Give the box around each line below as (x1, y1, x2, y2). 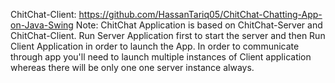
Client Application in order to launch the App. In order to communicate (10, 40, 300, 52)
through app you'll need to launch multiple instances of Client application (10, 51, 312, 63)
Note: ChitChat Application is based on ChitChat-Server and (75, 19, 323, 31)
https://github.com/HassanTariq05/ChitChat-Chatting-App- (78, 9, 323, 20)
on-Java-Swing (10, 19, 74, 31)
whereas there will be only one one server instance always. (10, 62, 255, 73)
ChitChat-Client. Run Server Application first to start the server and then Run (10, 30, 326, 41)
